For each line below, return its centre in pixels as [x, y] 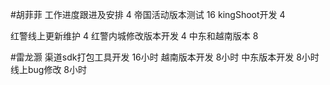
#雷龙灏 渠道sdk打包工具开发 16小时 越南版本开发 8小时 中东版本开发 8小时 [165, 57]
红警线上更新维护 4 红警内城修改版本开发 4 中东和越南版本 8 [134, 36]
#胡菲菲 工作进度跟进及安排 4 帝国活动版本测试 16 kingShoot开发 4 [148, 14]
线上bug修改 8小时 [49, 69]
